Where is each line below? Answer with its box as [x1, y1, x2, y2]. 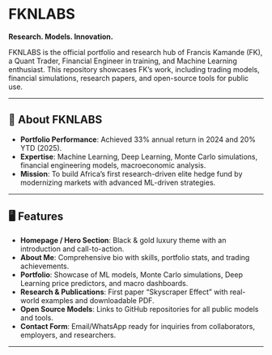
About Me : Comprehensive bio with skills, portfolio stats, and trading [19, 252, 250, 262]
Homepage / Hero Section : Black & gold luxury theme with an [19, 235, 227, 245]
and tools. [19, 313, 54, 323]
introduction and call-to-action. [19, 244, 125, 254]
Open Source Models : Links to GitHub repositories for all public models [19, 304, 259, 314]
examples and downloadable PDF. [40, 295, 155, 305]
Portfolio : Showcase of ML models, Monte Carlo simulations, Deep [19, 269, 243, 280]
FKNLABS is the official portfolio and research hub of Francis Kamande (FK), [8, 47, 263, 57]
